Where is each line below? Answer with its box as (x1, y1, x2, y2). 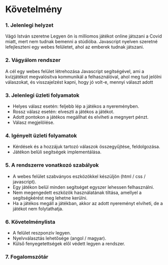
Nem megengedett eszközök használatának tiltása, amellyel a (12, 189, 142, 195)
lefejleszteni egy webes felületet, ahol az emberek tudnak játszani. (5, 44, 144, 50)
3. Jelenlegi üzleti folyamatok (5, 91, 80, 98)
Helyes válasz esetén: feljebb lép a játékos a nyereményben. (12, 103, 140, 110)
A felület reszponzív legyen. (12, 229, 71, 236)
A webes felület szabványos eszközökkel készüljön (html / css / (12, 173, 146, 179)
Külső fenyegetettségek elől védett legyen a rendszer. (12, 240, 125, 247)
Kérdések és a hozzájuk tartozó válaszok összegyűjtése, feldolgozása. (12, 144, 160, 150)
